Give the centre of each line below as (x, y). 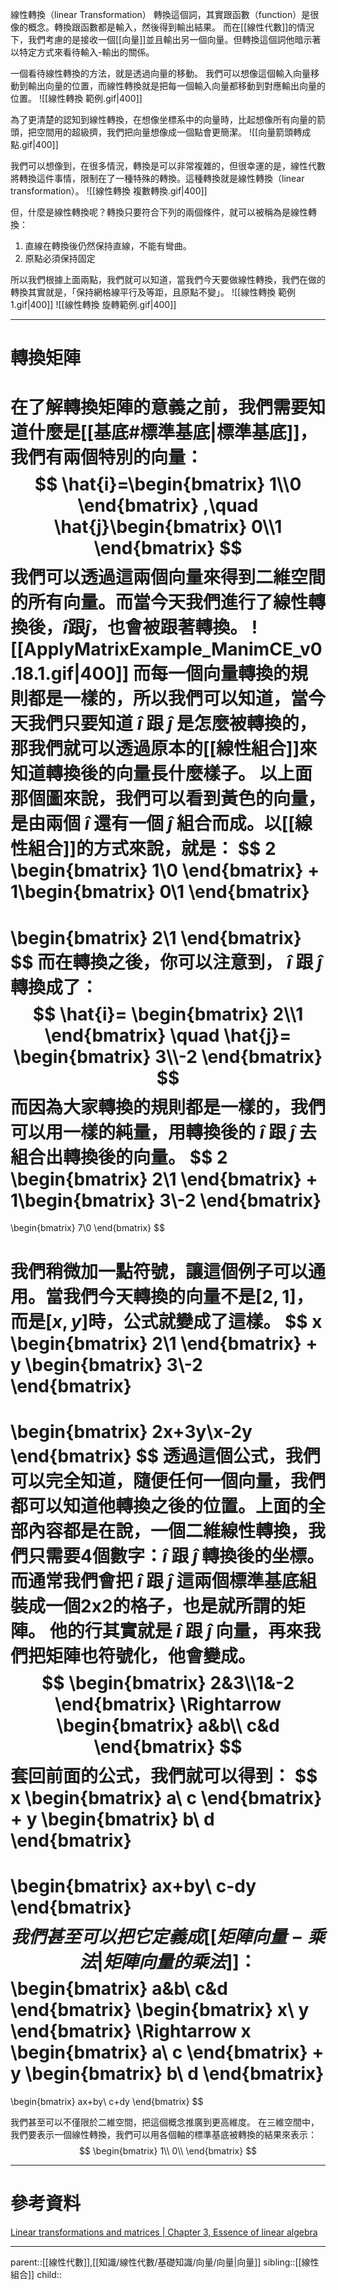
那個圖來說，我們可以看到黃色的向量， (168, 799)
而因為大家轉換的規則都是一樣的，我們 (168, 1107)
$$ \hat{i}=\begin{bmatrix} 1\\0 (168, 484)
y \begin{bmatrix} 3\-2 (106, 1364)
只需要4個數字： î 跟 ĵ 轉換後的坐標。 (176, 1555)
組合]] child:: (36, 2274)
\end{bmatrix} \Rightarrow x (131, 2030)
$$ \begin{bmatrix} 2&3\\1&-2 (168, 1682)
